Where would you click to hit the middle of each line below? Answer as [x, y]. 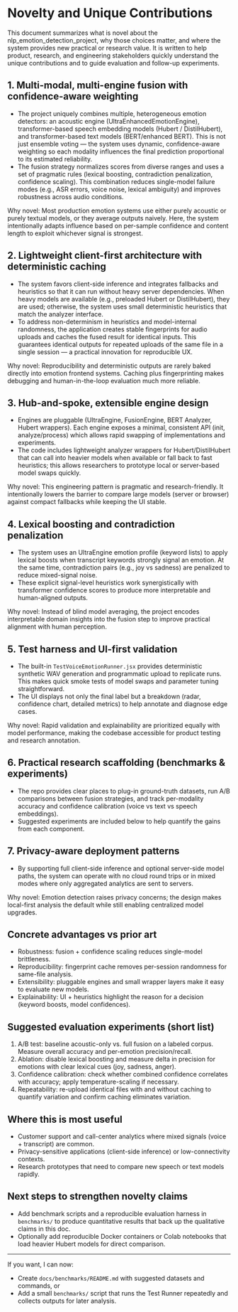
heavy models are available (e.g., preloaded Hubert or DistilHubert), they [124, 299]
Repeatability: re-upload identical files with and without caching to [114, 1089]
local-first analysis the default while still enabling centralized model [106, 905]
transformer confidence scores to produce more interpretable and [114, 590]
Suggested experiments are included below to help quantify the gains [119, 821]
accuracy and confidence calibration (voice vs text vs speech [107, 806]
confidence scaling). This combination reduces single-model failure [116, 181]
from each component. [51, 828]
